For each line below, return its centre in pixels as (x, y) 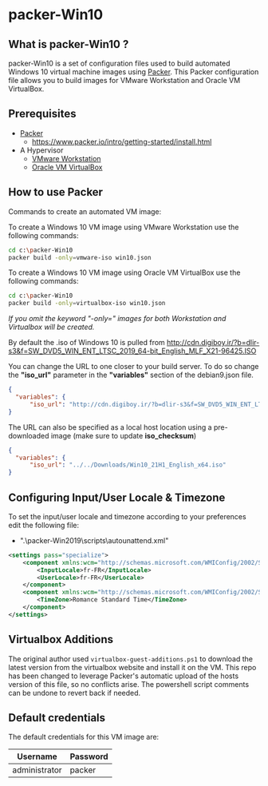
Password (89, 756)
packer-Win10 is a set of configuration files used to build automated (119, 63)
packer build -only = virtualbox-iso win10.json (87, 304)
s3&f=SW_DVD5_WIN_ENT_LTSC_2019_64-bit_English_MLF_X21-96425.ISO (132, 351)
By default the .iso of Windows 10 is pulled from (87, 343)
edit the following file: (44, 525)
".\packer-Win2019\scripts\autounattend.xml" (94, 540)
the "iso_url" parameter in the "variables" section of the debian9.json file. (131, 375)
